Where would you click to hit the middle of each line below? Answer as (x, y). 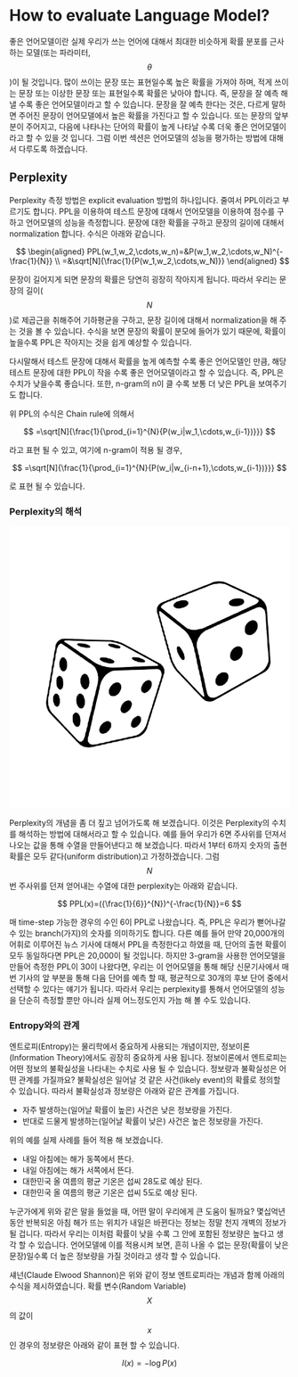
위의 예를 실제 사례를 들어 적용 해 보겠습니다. (86, 1140)
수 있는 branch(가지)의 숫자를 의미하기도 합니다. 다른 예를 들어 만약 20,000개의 (147, 934)
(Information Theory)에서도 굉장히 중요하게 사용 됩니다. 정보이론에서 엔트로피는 (148, 1058)
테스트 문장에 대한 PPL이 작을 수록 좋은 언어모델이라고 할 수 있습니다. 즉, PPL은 (147, 372)
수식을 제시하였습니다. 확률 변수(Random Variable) (98, 1286)
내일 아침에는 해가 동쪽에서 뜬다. (78, 1159)
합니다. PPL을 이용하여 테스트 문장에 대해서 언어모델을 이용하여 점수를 (154, 211)
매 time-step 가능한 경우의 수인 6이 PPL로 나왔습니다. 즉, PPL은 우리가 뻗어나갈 (148, 922)
